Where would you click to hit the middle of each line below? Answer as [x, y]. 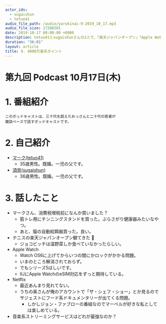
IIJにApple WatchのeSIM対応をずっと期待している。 [73, 274]
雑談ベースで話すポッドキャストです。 [38, 122]
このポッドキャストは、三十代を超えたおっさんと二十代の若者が [60, 116]
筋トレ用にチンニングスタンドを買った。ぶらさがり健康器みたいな [87, 219]
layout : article [22, 47]
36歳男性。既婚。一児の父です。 [53, 176]
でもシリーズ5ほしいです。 [47, 267]
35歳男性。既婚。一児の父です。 [53, 164]
